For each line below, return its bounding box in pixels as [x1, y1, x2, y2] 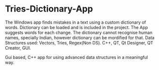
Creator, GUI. [5, 45, 31, 51]
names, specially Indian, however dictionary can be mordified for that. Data [5, 35, 155, 41]
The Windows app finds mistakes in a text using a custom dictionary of [5, 19, 146, 25]
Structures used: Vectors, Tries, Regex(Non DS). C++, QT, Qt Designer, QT [5, 40, 153, 45]
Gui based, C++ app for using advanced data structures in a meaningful [5, 54, 148, 60]
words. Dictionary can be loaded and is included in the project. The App [5, 24, 148, 30]
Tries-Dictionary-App [5, 3, 93, 14]
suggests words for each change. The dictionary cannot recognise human [5, 29, 153, 35]
